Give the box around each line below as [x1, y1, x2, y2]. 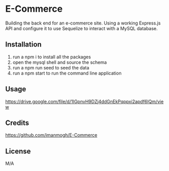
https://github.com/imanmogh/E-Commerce [5, 132, 98, 138]
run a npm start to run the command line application [12, 70, 122, 76]
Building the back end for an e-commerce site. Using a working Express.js [5, 20, 161, 26]
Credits [5, 118, 30, 127]
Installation [5, 40, 42, 49]
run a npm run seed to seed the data [12, 64, 90, 70]
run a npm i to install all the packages [12, 54, 91, 60]
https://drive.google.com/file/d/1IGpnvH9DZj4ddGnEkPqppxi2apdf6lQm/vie [5, 98, 164, 105]
